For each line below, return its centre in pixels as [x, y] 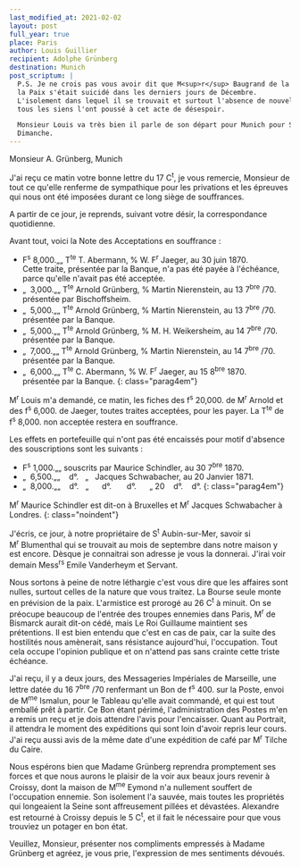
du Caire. [26, 749]
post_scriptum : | [42, 76]
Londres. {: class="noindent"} [64, 514]
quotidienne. [33, 223]
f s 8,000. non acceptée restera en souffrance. [94, 421]
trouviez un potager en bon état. [68, 827]
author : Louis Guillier [54, 51]
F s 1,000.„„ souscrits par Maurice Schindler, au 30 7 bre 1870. [133, 467]
